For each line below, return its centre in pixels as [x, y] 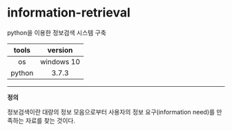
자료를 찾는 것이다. [50, 120]
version [60, 50]
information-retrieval [69, 13]
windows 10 [60, 61]
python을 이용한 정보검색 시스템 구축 [57, 32]
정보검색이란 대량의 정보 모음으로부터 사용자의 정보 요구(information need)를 [111, 112]
